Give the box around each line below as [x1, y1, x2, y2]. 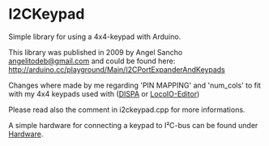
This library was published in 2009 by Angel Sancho [8, 47, 183, 57]
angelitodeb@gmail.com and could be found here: [8, 56, 176, 66]
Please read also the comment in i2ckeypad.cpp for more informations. [8, 105, 246, 114]
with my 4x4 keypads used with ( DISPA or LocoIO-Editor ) [8, 88, 200, 98]
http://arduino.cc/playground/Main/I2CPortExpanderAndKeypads [8, 64, 225, 74]
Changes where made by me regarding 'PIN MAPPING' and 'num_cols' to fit [8, 80, 262, 90]
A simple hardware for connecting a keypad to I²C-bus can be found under [8, 120, 258, 130]
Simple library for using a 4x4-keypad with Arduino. [8, 32, 181, 41]
